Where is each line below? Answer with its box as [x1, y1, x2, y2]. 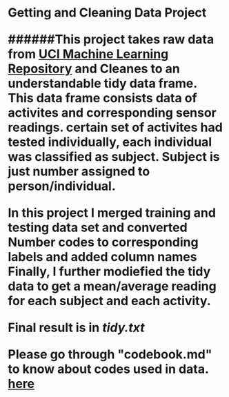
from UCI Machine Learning [8, 46, 169, 62]
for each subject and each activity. [8, 293, 211, 309]
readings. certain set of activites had [8, 119, 223, 135]
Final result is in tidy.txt [8, 320, 146, 336]
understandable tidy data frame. [8, 76, 197, 91]
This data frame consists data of [8, 90, 197, 106]
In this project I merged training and [8, 205, 217, 221]
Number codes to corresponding [8, 235, 199, 250]
